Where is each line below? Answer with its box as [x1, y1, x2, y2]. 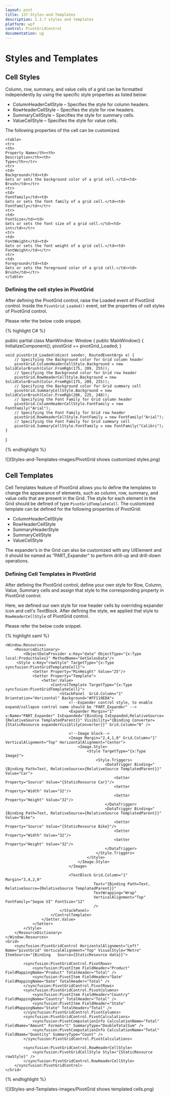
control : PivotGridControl [5, 26, 62, 31]
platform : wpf [5, 21, 35, 27]
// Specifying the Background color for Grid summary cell [14, 384, 142, 389]
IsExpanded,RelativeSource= [104, 714, 164, 719]
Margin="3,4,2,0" [5, 877, 42, 883]
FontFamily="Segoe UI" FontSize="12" [5, 899, 85, 904]
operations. [5, 558, 29, 564]
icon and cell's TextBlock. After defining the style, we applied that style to [5, 608, 159, 614]
